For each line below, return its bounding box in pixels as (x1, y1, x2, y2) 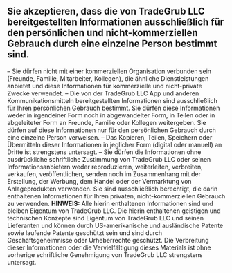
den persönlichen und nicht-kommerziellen (7, 27, 199, 39)
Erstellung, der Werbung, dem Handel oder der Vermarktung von (7, 177, 192, 185)
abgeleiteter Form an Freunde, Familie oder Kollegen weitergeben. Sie (7, 118, 206, 126)
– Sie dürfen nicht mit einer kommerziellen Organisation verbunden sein (7, 67, 212, 75)
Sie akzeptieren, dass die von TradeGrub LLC (7, 6, 206, 17)
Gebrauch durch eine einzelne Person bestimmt (7, 38, 217, 50)
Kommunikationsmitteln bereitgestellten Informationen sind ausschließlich (7, 96, 218, 104)
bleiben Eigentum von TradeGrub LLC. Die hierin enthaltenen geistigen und (7, 207, 221, 215)
